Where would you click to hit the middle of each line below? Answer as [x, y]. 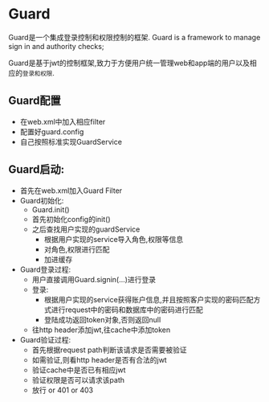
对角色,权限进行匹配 [77, 249]
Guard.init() [51, 209]
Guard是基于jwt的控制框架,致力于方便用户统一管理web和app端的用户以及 [129, 63]
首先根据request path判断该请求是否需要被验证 [109, 350]
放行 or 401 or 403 [63, 390]
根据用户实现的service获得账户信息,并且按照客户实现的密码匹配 [149, 299]
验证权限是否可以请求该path [78, 379]
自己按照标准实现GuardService [71, 142]
